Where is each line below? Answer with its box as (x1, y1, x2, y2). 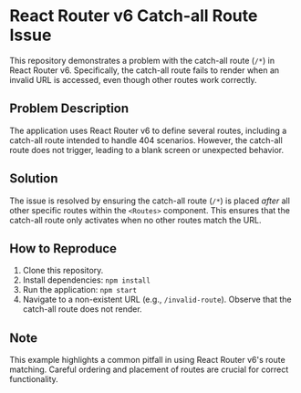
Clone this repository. (22, 265, 104, 276)
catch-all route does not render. (22, 304, 143, 315)
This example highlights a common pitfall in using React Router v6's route (9, 355, 285, 366)
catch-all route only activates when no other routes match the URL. (9, 214, 262, 225)
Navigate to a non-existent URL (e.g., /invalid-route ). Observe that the (22, 294, 292, 305)
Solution (9, 171, 58, 187)
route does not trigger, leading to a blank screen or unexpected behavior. (9, 144, 285, 155)
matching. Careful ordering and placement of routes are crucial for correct (9, 364, 289, 375)
